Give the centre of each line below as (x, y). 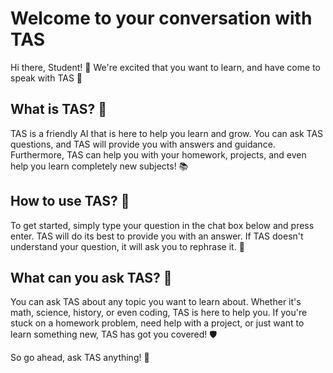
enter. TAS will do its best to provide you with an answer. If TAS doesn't (157, 236)
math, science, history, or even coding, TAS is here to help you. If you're (159, 313)
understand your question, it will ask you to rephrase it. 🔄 (127, 246)
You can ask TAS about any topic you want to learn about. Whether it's (156, 302)
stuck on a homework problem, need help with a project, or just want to (157, 323)
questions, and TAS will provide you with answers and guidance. (143, 144)
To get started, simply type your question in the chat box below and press (162, 225)
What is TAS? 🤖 (58, 109)
